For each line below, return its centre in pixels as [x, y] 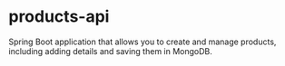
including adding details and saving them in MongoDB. [110, 51]
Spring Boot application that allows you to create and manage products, [142, 42]
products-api [59, 17]
